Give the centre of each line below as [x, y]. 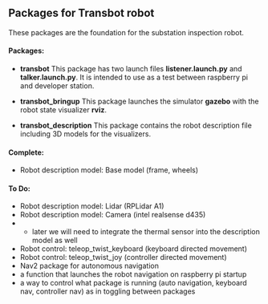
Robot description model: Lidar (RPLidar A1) [92, 206]
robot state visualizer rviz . [63, 110]
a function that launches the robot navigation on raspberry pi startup [133, 274]
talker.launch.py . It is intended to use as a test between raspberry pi [134, 77]
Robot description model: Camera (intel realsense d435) [113, 215]
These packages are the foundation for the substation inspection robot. [126, 32]
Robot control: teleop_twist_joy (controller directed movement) [123, 257]
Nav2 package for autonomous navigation [89, 266]
